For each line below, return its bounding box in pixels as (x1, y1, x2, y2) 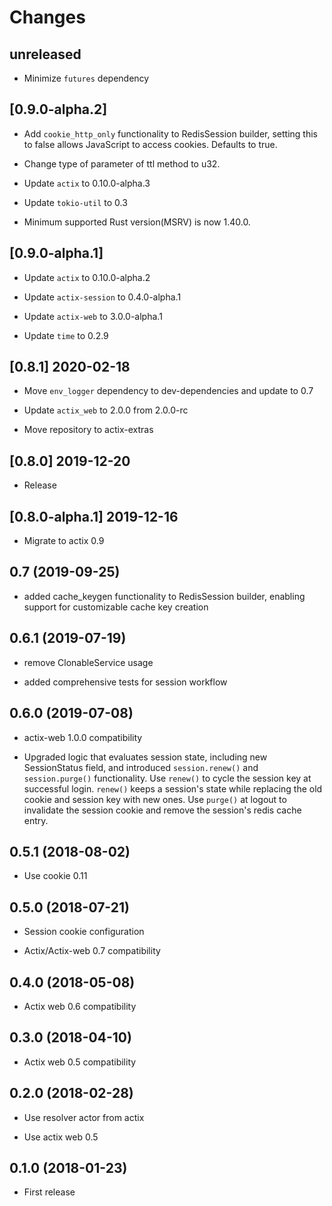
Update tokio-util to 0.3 (23, 196, 128, 208)
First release (23, 1186, 76, 1198)
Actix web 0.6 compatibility (23, 1000, 137, 1012)
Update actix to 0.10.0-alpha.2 (23, 271, 151, 283)
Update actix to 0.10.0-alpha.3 (23, 177, 151, 189)
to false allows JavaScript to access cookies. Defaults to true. (23, 138, 278, 150)
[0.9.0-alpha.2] (9, 101, 108, 118)
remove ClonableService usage (23, 656, 154, 668)
